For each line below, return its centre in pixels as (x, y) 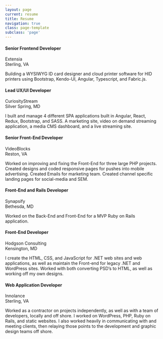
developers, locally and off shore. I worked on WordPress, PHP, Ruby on (78, 316)
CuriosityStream (22, 101)
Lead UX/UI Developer (28, 90)
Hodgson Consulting (26, 243)
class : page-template (27, 28)
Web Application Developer (34, 285)
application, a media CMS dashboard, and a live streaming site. (69, 126)
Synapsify (15, 201)
